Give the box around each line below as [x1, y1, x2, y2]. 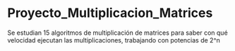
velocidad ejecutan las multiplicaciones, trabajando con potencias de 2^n [7, 35, 221, 44]
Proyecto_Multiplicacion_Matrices [7, 5, 213, 21]
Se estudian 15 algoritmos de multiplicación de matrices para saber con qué [7, 28, 228, 37]
